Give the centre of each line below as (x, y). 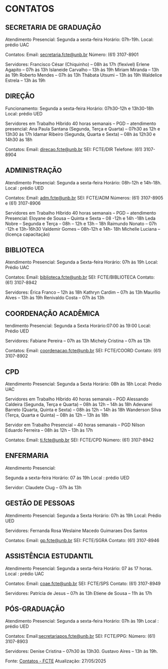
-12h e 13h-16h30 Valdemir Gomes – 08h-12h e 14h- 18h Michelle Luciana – (83, 229)
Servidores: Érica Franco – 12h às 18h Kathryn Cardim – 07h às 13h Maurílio (83, 292)
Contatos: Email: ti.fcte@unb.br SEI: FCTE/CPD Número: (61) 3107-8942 (79, 440)
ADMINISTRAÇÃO (34, 171)
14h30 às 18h (19, 140)
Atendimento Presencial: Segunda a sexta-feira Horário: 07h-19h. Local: (79, 39)
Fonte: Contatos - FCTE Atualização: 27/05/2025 (56, 661)
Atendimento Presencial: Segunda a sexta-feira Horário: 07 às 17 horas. (79, 568)
